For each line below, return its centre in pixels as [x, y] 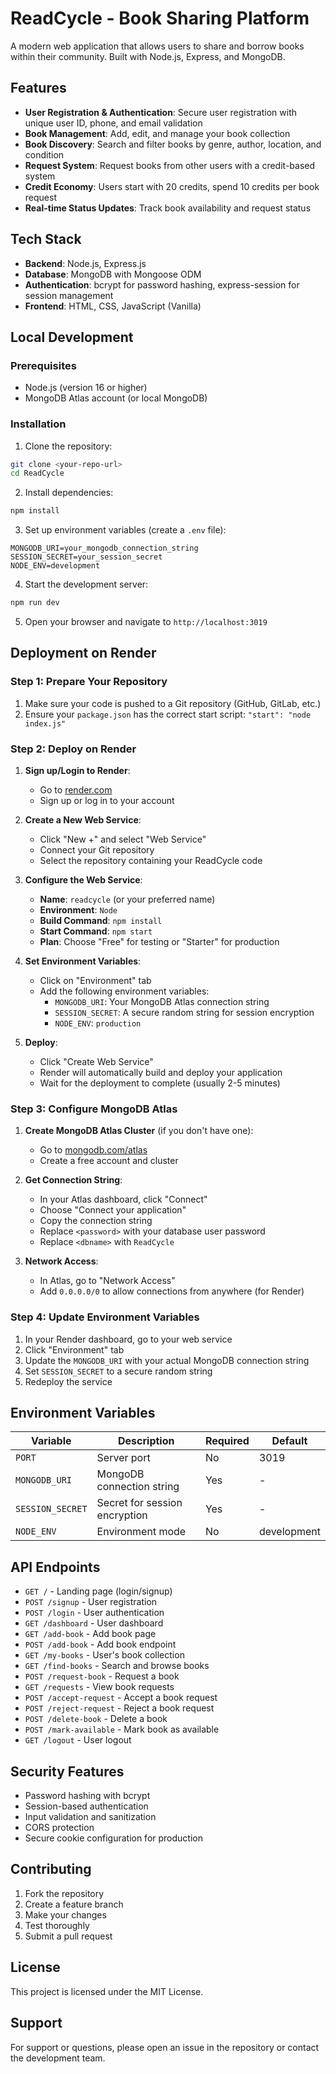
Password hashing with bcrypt [87, 1796]
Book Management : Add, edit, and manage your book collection [157, 133]
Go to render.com [76, 790]
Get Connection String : [73, 1180]
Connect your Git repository [97, 850]
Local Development [72, 337]
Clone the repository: [68, 446]
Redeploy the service [68, 1381]
